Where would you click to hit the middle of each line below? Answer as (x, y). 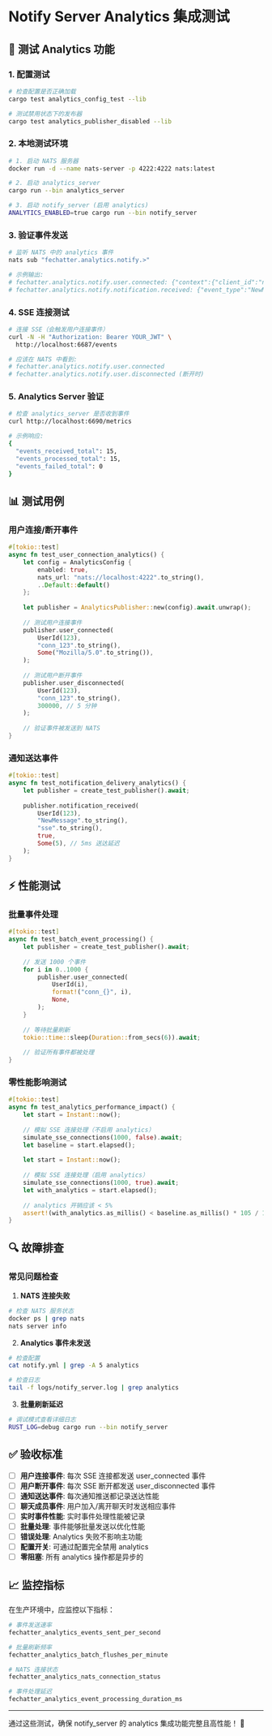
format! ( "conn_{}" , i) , (91, 992)
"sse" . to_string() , (70, 829)
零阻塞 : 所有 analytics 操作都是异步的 (82, 1557)
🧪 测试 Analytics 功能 (62, 49)
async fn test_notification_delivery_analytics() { (97, 783)
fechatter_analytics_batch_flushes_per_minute (88, 1655)
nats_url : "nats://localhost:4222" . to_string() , (121, 577)
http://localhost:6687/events (66, 345)
